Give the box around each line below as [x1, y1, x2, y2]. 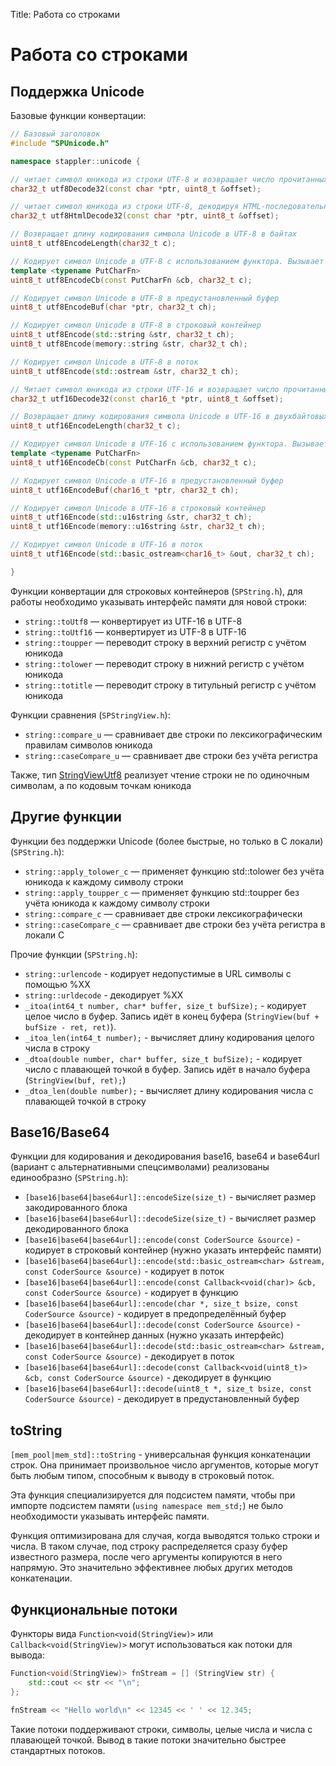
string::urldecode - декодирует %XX [24, 989, 184, 1001]
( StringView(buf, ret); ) [24, 1074, 127, 1086]
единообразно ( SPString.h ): [10, 1172, 129, 1184]
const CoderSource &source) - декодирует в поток [24, 1350, 235, 1363]
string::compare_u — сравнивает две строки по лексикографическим [24, 728, 323, 740]
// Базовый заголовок [10, 129, 101, 139]
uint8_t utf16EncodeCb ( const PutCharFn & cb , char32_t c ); [10, 457, 257, 468]
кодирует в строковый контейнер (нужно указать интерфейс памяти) [24, 1244, 322, 1256]
